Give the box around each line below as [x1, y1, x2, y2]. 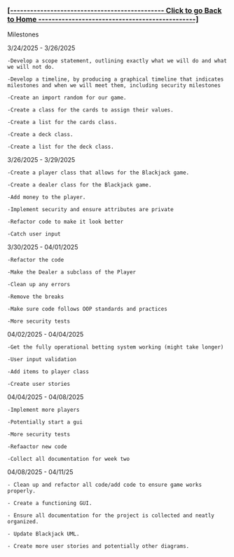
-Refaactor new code [7, 443, 68, 450]
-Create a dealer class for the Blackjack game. [7, 182, 152, 189]
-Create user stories [7, 381, 71, 388]
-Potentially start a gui [7, 419, 83, 426]
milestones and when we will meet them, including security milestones [7, 82, 221, 89]
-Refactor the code [7, 257, 64, 264]
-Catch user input [7, 231, 61, 238]
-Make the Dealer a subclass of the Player [7, 269, 137, 276]
